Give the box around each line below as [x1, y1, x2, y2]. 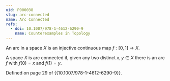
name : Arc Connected [6, 17, 50, 22]
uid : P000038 [6, 7, 34, 13]
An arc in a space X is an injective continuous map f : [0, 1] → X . [6, 45, 140, 51]
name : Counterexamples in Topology [15, 31, 91, 36]
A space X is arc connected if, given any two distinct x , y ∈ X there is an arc [6, 55, 165, 61]
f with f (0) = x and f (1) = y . [6, 60, 62, 66]
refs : [6, 21, 17, 27]
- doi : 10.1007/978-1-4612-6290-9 [10, 26, 83, 31]
